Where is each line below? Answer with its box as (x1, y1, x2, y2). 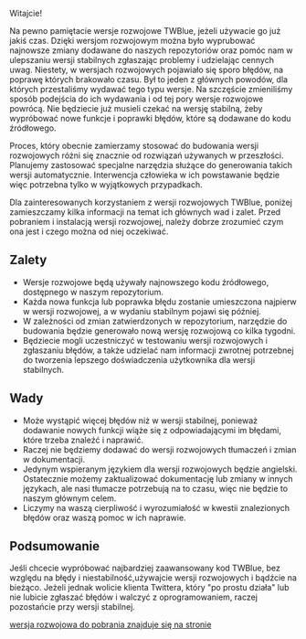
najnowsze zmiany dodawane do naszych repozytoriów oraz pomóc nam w (9, 45, 294, 56)
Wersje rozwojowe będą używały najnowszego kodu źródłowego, (22, 276, 269, 287)
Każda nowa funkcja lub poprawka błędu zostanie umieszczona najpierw (22, 296, 297, 307)
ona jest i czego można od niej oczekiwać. (9, 226, 169, 237)
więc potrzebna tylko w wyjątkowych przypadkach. (9, 179, 203, 190)
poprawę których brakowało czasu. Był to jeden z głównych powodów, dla (9, 74, 289, 85)
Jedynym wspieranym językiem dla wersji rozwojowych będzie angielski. (22, 463, 298, 474)
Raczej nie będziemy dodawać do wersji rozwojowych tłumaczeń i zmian (22, 443, 297, 455)
